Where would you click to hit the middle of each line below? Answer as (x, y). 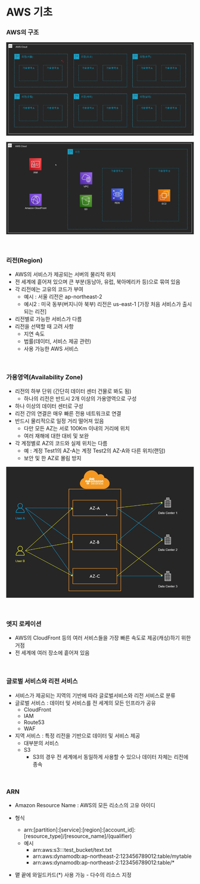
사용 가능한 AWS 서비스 (51, 349)
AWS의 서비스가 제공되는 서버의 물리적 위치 (65, 274)
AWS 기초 (29, 12)
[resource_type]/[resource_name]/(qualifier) (78, 836)
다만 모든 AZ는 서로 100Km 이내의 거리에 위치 (76, 429)
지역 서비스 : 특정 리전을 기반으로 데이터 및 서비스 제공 (77, 735)
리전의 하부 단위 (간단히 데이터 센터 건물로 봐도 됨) (73, 391)
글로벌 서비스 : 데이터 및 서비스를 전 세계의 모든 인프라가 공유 (85, 702)
